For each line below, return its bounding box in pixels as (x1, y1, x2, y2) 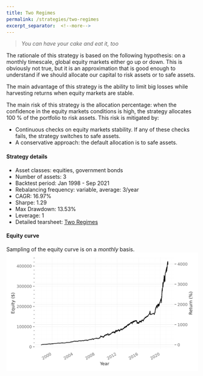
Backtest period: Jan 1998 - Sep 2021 (15, 179, 109, 187)
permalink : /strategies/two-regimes (6, 16, 99, 23)
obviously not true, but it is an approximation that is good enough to (6, 64, 176, 72)
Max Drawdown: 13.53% (15, 205, 77, 212)
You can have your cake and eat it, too (21, 40, 119, 47)
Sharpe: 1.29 (15, 198, 47, 206)
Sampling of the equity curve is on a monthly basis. (6, 245, 135, 252)
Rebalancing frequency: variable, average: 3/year (15, 186, 139, 193)
